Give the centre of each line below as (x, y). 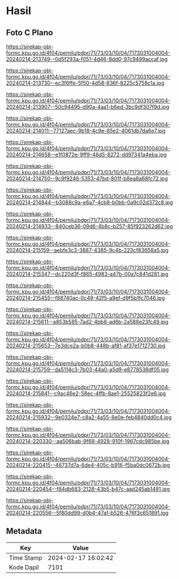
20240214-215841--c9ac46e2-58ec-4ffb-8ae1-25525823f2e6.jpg (86, 393)
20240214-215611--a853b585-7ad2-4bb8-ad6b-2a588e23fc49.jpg (87, 322)
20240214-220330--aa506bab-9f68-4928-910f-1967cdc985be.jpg (88, 441)
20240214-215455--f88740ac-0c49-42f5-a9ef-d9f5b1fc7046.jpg (85, 298)
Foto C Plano (30, 33)
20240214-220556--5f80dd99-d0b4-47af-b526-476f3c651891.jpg (87, 513)
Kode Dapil (24, 567)
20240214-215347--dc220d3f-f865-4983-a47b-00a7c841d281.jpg (87, 274)
